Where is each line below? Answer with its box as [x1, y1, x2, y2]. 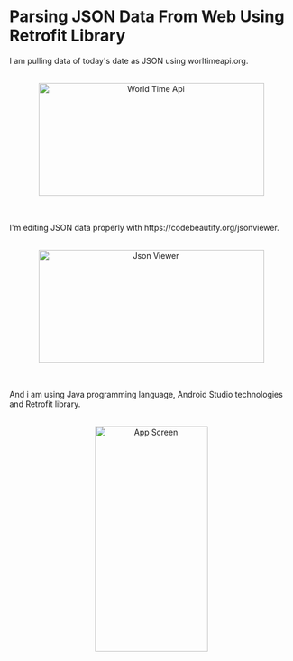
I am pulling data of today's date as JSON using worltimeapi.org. [9, 55, 249, 66]
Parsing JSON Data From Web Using [9, 6, 285, 27]
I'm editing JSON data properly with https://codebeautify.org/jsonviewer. [9, 222, 279, 233]
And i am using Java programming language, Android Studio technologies [9, 389, 284, 399]
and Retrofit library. [9, 399, 81, 409]
